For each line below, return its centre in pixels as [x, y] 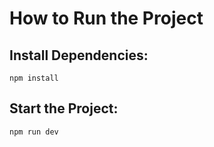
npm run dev [34, 132]
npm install [34, 78]
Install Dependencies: [79, 55]
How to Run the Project [106, 18]
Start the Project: [64, 108]
